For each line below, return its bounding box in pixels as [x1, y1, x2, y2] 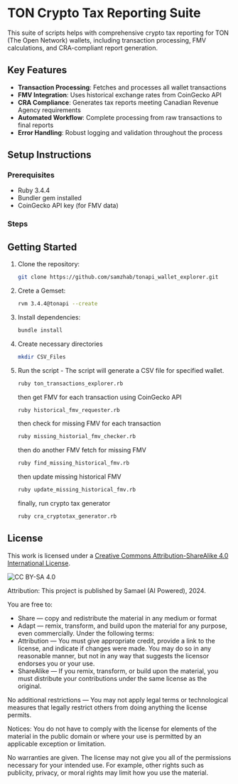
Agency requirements [17, 105, 82, 114]
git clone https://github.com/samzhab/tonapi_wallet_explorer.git [17, 273, 219, 281]
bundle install [17, 327, 63, 334]
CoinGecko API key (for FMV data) [17, 201, 119, 210]
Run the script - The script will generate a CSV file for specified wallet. [17, 366, 225, 374]
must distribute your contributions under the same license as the [17, 674, 207, 682]
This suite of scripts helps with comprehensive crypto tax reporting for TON [7, 28, 229, 37]
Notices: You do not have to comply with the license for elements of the [7, 724, 217, 733]
